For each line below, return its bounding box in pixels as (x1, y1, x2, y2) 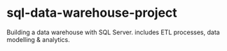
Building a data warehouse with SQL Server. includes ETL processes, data (6, 28, 220, 36)
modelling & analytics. (6, 35, 71, 43)
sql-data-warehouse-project (6, 5, 178, 21)
